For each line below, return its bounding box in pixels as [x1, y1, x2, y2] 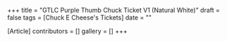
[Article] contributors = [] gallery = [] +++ [7, 27, 128, 35]
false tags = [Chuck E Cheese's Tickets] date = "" [7, 13, 152, 22]
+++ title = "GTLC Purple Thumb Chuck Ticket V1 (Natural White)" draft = [7, 6, 221, 14]
